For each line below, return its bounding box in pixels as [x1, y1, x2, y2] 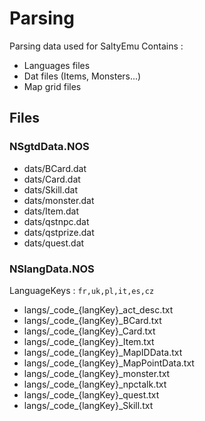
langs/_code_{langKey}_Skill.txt [23, 399, 154, 411]
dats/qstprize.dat [23, 226, 95, 238]
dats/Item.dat [23, 205, 79, 217]
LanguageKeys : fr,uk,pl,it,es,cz [9, 284, 155, 296]
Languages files [23, 59, 91, 71]
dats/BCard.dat [23, 162, 87, 174]
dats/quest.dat [23, 237, 85, 249]
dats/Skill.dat [23, 183, 78, 196]
